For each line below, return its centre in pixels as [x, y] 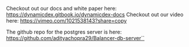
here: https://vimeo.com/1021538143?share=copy [66, 21]
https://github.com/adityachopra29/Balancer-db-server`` [75, 38]
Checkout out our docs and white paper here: [61, 8]
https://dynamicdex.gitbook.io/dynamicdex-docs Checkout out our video [95, 15]
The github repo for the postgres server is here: [64, 32]
